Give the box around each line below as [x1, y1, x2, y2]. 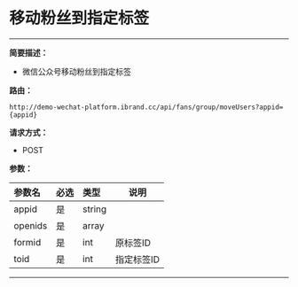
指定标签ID [114, 253, 161, 266]
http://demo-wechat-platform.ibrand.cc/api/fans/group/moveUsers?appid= [9, 103, 284, 112]
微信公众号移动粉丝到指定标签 [21, 66, 131, 76]
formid [13, 236, 42, 248]
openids [13, 219, 48, 231]
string [82, 203, 107, 215]
